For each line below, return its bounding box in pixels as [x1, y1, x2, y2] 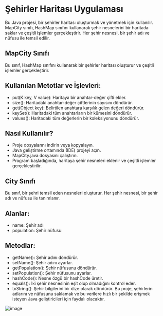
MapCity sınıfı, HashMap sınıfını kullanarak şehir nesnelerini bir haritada [5, 24, 149, 30]
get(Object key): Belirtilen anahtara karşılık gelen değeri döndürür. [12, 105, 145, 111]
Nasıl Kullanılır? [5, 129, 54, 138]
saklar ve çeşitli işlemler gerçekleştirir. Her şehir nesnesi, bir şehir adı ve [5, 30, 150, 36]
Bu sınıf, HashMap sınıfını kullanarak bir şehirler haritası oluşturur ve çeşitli [5, 62, 154, 68]
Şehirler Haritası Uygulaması [5, 3, 123, 15]
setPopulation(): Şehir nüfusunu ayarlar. [12, 270, 92, 276]
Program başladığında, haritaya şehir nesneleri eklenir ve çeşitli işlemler [12, 158, 156, 164]
